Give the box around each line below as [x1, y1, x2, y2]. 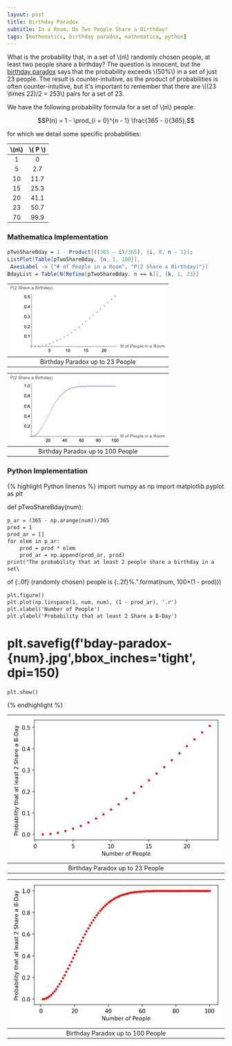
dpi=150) [7, 665, 60, 681]
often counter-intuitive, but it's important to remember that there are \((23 [7, 82, 216, 91]
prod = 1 [7, 524, 32, 531]
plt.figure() [7, 591, 45, 598]
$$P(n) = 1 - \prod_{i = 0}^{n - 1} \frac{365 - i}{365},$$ [37, 116, 195, 125]
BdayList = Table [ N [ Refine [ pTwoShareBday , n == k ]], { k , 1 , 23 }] [7, 270, 200, 277]
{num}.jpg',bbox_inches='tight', [7, 650, 196, 666]
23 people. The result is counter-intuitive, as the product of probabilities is [7, 75, 219, 83]
